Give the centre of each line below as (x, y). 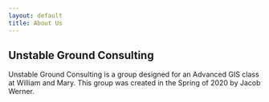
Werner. (21, 92)
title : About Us (35, 23)
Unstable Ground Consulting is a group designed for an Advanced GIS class (134, 75)
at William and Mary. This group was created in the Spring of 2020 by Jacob (134, 83)
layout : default (35, 16)
